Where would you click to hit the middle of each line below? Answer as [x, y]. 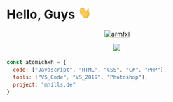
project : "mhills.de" [44, 84]
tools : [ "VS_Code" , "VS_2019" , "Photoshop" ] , [81, 77]
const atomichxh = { [37, 63]
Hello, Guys [41, 14]
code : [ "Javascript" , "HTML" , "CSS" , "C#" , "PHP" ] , [90, 70]
